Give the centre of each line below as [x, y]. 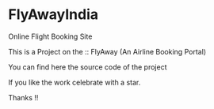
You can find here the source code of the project [88, 67]
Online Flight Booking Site [50, 36]
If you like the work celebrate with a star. [75, 82]
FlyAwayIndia [53, 15]
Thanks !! [23, 97]
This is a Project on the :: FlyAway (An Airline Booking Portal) [107, 51]
